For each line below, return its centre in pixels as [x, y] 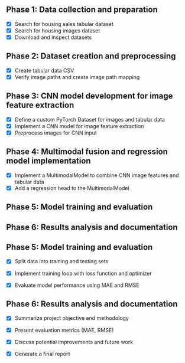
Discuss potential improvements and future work [74, 342]
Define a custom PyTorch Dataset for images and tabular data [90, 119]
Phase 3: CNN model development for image [90, 96]
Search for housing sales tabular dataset [64, 24]
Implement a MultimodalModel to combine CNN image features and [97, 175]
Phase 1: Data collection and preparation [82, 10]
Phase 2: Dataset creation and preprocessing [91, 56]
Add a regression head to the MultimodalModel [72, 188]
